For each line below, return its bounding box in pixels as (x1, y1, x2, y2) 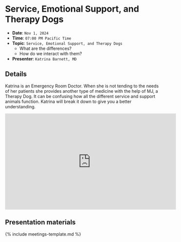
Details (5, 70, 27, 79)
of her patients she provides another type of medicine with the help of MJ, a (5, 88, 158, 94)
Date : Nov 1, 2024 (12, 30, 49, 36)
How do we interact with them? (19, 50, 82, 57)
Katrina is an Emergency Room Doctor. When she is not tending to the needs (5, 83, 159, 89)
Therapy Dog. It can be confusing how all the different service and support (5, 93, 156, 99)
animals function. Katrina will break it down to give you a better (5, 99, 132, 104)
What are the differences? (19, 45, 72, 51)
